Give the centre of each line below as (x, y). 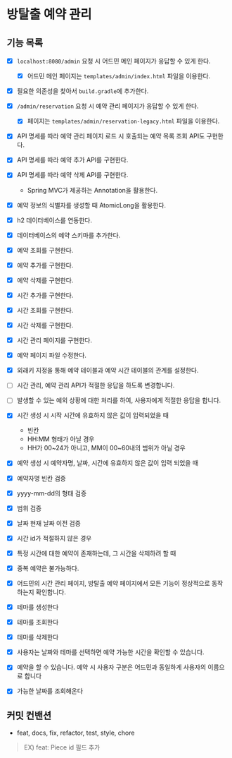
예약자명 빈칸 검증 (41, 478)
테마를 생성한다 (38, 607)
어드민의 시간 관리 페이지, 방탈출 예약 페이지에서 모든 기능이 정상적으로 (113, 583)
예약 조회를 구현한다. (45, 250)
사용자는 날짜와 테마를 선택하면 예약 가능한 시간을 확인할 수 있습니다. (110, 652)
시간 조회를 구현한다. (45, 310)
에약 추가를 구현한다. (45, 265)
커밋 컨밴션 (29, 715)
